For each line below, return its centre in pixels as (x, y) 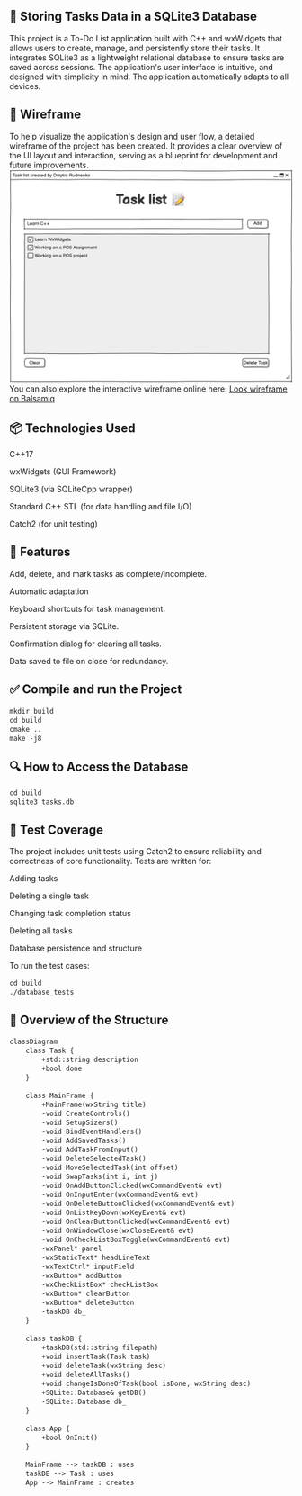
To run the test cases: (49, 966)
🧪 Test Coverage (57, 829)
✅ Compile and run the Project (96, 689)
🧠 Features (40, 552)
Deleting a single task (49, 896)
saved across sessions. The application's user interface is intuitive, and (142, 67)
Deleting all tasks (41, 931)
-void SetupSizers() (80, 1122)
